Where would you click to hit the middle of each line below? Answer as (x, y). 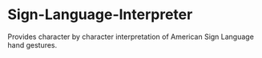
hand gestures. (32, 44)
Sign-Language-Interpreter (100, 15)
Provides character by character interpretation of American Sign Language (131, 37)
